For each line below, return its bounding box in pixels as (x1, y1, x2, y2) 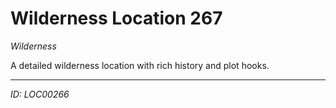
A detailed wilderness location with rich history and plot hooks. (10, 59, 270, 71)
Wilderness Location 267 (10, 7, 223, 30)
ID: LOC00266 (10, 88, 70, 100)
